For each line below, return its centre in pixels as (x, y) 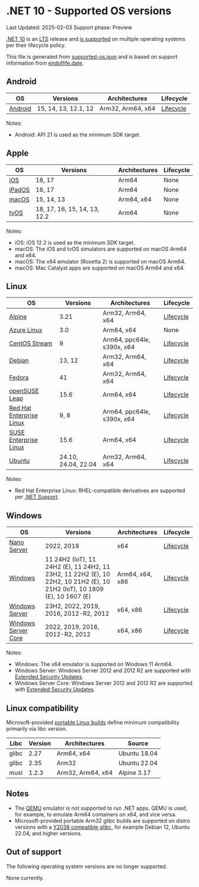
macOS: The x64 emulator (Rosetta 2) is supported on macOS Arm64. (100, 261)
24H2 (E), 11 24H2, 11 (78, 567)
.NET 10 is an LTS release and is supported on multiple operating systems (96, 39)
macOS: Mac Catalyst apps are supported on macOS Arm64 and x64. (99, 268)
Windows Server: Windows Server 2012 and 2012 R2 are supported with (103, 671)
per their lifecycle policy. (36, 45)
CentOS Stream (31, 344)
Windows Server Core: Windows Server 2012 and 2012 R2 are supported (103, 683)
